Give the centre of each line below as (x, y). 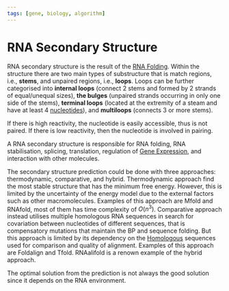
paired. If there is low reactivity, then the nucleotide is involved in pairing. (110, 130)
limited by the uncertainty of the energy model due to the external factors (110, 193)
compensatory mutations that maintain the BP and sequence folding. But (109, 231)
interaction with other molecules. (53, 158)
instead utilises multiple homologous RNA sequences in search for (100, 216)
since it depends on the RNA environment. (67, 281)
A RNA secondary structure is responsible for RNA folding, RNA (96, 144)
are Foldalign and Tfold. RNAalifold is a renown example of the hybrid (105, 253)
